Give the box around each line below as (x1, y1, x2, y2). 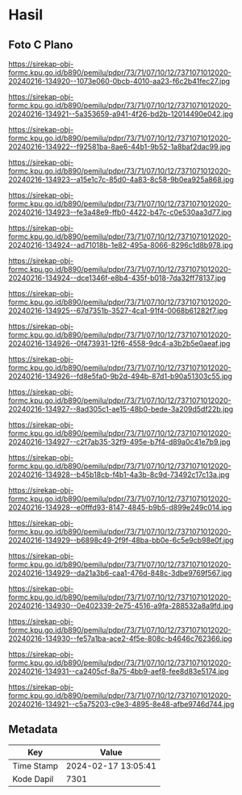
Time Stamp (12, 760, 59, 772)
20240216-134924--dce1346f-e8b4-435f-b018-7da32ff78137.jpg (8, 273, 226, 282)
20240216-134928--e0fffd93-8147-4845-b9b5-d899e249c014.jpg (8, 503, 232, 512)
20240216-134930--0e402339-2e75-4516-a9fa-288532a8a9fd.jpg (8, 601, 234, 610)
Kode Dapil (12, 773, 54, 785)
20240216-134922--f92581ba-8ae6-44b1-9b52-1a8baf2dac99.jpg (8, 142, 232, 151)
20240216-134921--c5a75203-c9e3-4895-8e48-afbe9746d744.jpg (8, 700, 235, 709)
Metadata (8, 722, 58, 736)
